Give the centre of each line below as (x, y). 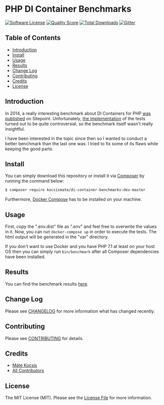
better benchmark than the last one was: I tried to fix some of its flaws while (82, 143)
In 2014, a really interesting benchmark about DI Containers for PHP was (78, 113)
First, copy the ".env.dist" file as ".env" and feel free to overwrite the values (81, 226)
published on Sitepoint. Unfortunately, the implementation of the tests (75, 118)
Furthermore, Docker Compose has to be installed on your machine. (73, 200)
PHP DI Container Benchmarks (68, 9)
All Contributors (28, 371)
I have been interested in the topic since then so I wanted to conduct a (76, 138)
